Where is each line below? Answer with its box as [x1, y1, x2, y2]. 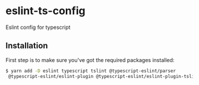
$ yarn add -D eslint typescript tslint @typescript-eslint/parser [5, 68, 176, 74]
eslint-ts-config [5, 4, 86, 18]
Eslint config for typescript [5, 24, 71, 31]
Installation [5, 41, 48, 51]
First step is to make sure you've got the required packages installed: [5, 56, 175, 63]
